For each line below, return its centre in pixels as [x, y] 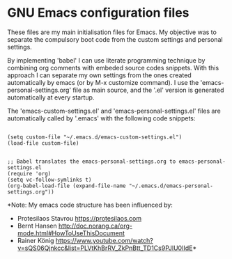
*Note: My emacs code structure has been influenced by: [90, 205]
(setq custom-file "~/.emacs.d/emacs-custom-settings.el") [95, 137]
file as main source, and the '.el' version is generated [148, 90]
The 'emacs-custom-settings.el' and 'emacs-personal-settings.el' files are [114, 111]
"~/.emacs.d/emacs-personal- [171, 186]
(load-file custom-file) [43, 143]
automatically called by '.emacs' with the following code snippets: [101, 118]
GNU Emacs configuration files [98, 13]
